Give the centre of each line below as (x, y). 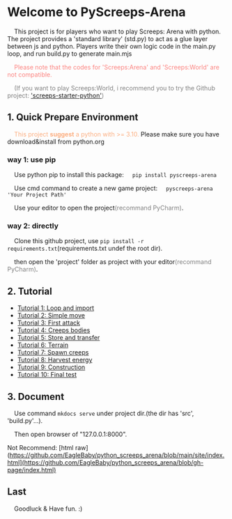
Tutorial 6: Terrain (42, 345)
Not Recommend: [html (40, 447)
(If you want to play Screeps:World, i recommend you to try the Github (115, 88)
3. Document (36, 397)
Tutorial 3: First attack (48, 323)
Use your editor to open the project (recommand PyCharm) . (99, 208)
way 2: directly (33, 226)
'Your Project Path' (37, 195)
